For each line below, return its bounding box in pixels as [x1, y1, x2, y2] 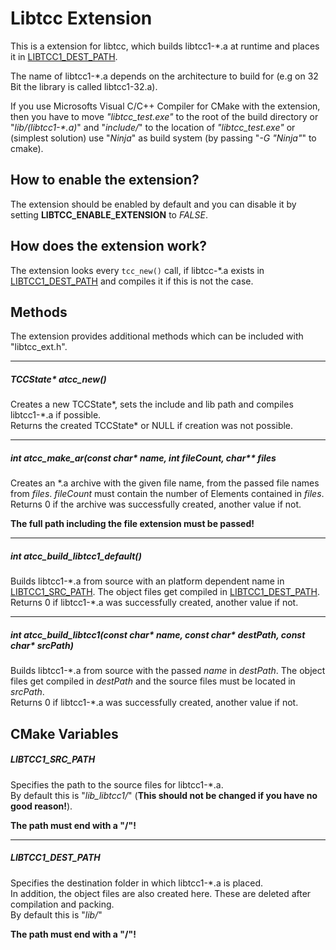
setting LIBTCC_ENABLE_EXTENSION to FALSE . [10, 208, 208, 221]
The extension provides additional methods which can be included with [10, 330, 304, 342]
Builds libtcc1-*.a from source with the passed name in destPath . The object [10, 665, 326, 677]
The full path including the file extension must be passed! [10, 518, 255, 530]
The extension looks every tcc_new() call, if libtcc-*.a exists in [10, 264, 265, 276]
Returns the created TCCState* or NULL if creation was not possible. [10, 420, 294, 432]
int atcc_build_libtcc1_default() [10, 550, 142, 562]
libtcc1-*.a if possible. [10, 409, 102, 421]
